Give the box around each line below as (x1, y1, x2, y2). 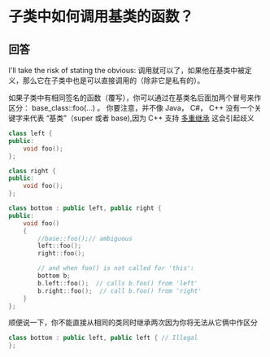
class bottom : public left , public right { (8, 204, 162, 212)
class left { (8, 129, 53, 137)
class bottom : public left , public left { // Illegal (8, 334, 198, 342)
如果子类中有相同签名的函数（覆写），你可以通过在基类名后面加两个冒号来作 (8, 93, 262, 102)
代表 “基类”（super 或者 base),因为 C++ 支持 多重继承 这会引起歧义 (29, 113, 255, 123)
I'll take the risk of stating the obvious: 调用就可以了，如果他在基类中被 (8, 66, 246, 75)
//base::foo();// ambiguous (37, 234, 133, 242)
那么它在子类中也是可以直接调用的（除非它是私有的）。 (22, 76, 205, 85)
